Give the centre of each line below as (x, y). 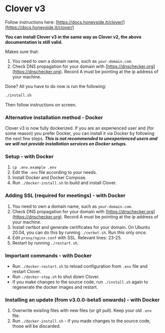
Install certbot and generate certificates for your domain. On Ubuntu (81, 227)
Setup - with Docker (29, 157)
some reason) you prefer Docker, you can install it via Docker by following (80, 134)
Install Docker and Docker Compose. (49, 178)
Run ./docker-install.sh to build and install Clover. (64, 183)
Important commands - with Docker (48, 255)
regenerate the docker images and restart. (55, 287)
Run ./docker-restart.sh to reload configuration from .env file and (80, 266)
